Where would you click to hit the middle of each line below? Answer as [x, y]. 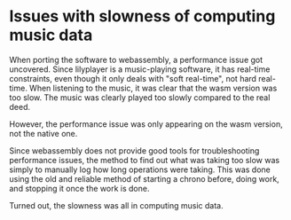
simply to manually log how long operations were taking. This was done [140, 169]
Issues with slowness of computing [142, 16]
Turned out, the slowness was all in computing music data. [116, 205]
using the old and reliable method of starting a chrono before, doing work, [144, 178]
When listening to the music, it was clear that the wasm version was [153, 88]
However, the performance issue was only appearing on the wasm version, [146, 124]
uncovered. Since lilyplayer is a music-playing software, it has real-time [140, 69]
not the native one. [43, 133]
